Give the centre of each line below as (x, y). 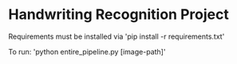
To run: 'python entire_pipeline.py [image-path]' (87, 51)
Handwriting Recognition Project (118, 15)
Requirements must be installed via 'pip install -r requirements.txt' (117, 36)
